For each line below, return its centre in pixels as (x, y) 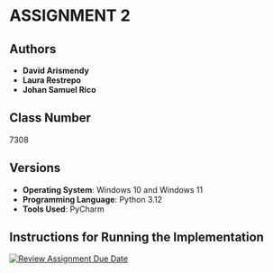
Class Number (50, 118)
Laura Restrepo (51, 80)
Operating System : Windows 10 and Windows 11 (113, 189)
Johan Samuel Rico (59, 90)
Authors (33, 49)
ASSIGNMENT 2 (70, 16)
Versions (35, 168)
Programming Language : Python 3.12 (92, 199)
